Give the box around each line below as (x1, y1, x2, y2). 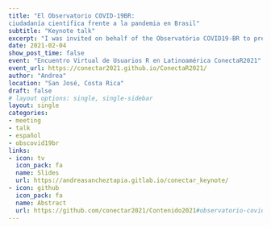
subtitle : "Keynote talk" (8, 27, 95, 35)
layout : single (8, 101, 60, 109)
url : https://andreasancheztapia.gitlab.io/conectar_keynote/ (15, 176, 229, 185)
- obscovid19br (8, 138, 60, 147)
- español (8, 131, 42, 139)
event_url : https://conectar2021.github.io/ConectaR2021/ (8, 64, 207, 72)
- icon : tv (8, 154, 45, 162)
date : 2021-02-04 (8, 42, 67, 50)
